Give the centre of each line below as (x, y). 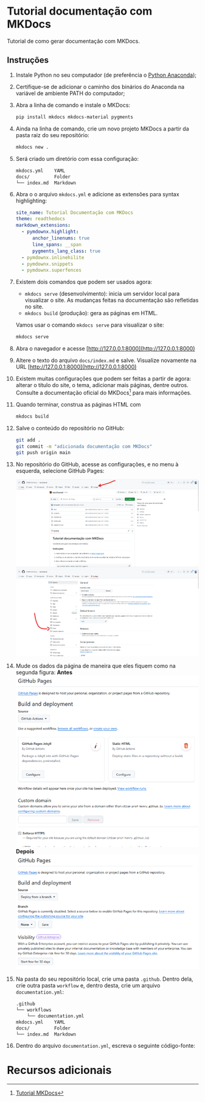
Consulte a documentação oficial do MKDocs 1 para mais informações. (104, 392)
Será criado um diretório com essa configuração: (77, 158)
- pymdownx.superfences (51, 270)
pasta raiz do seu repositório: (53, 135)
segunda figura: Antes (44, 672)
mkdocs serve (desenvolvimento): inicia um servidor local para (102, 294)
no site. (34, 307)
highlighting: (31, 201)
